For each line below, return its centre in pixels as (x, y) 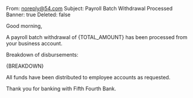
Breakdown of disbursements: (42, 55)
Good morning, (24, 26)
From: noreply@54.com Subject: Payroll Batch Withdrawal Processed (89, 8)
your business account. (34, 43)
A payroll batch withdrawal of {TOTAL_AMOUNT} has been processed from (97, 37)
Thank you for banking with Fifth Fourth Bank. (61, 89)
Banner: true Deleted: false (38, 15)
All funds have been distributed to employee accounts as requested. (88, 77)
